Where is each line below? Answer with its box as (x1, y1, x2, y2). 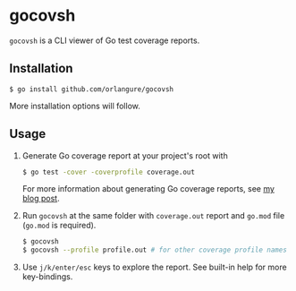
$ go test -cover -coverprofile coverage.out (21, 167, 195, 176)
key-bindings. (21, 271, 73, 282)
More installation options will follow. (9, 100, 141, 111)
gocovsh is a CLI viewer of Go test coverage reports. (9, 35, 200, 46)
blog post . (21, 193, 60, 204)
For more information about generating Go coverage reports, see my (21, 184, 275, 194)
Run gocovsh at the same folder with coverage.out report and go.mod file (21, 210, 285, 221)
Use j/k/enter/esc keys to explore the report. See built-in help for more (21, 261, 288, 273)
